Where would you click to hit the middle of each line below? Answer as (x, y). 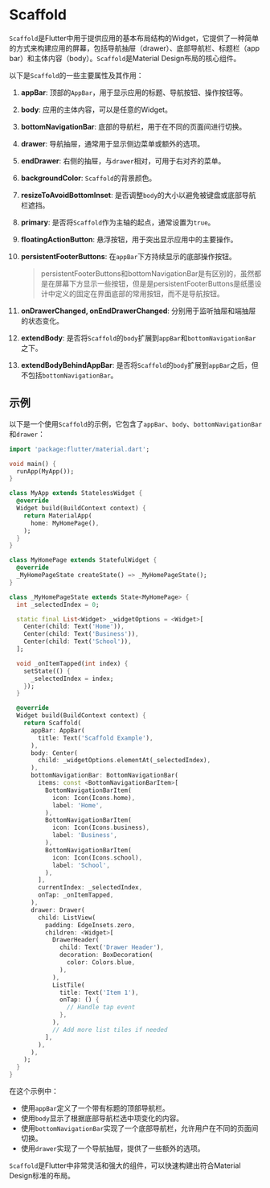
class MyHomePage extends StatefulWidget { (83, 560)
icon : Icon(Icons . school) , (97, 858)
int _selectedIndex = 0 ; (58, 604)
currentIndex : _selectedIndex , (90, 888)
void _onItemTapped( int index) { (72, 663)
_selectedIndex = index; (72, 679)
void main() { (33, 464)
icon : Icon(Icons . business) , (101, 828)
